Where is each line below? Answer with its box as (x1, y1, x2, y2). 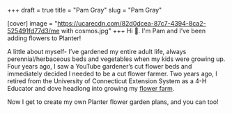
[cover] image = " (7, 19, 58, 27)
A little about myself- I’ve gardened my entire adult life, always (7, 48, 187, 55)
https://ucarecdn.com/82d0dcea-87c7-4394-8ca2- (57, 19, 207, 27)
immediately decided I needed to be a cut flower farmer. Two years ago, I (7, 69, 217, 78)
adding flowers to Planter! (7, 34, 82, 42)
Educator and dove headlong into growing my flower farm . (7, 85, 175, 92)
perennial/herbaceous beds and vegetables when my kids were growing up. (7, 55, 226, 63)
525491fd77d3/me (7, 27, 61, 35)
